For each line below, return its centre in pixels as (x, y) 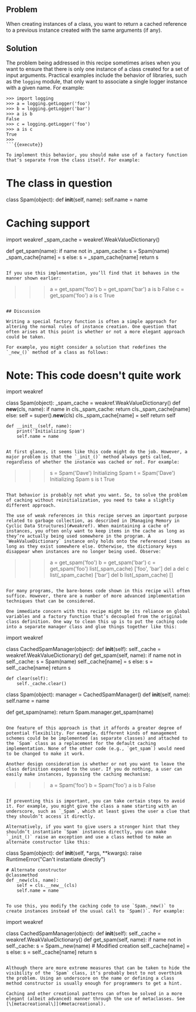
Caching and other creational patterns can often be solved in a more (94, 994)
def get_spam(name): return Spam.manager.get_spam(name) (80, 712)
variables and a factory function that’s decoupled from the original (94, 617)
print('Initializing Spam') (51, 431)
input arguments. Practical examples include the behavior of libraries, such (97, 75)
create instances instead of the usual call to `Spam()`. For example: (95, 911)
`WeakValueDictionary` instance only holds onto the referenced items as (98, 542)
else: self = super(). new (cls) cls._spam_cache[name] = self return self (91, 416)
